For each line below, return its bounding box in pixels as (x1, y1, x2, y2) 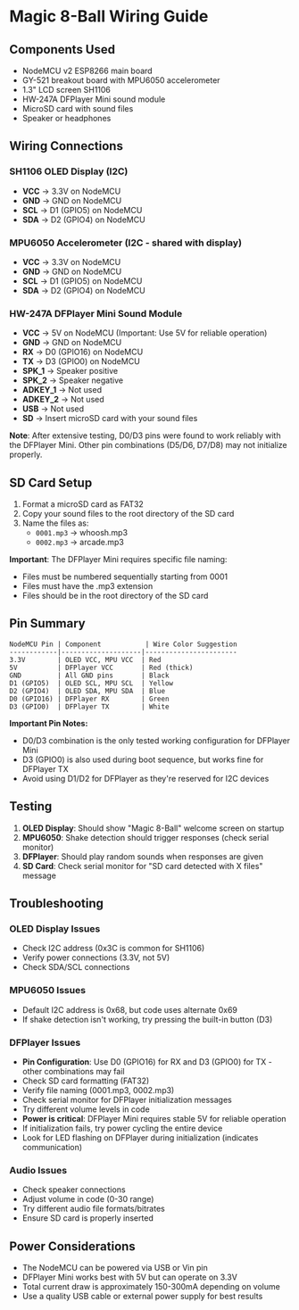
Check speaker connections (21, 1184, 127, 1195)
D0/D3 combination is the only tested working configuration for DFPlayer (21, 734, 291, 746)
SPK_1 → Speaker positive (21, 366, 119, 377)
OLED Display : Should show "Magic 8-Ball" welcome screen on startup (21, 823, 285, 833)
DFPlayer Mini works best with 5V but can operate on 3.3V (21, 1272, 238, 1282)
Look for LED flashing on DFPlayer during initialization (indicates (21, 1132, 259, 1143)
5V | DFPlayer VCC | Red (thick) (9, 663, 194, 672)
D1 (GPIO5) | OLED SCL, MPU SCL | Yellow (9, 678, 174, 688)
